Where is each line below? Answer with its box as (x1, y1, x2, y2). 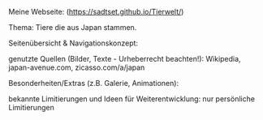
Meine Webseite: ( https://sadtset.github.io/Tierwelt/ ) (8, 7, 184, 16)
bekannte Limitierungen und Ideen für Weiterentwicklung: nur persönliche (8, 94, 256, 104)
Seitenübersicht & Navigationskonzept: (8, 38, 139, 48)
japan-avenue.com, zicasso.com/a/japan (8, 62, 145, 72)
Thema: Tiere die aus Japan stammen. (8, 23, 137, 32)
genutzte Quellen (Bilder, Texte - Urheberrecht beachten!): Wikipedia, (8, 54, 241, 63)
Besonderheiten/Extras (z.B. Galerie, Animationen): (8, 79, 179, 88)
